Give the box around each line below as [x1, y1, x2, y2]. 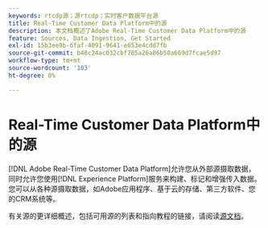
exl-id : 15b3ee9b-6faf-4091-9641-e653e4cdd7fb [8, 42, 167, 50]
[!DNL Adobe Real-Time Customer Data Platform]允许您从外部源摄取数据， [8, 164, 256, 173]
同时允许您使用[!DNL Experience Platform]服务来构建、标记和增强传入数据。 [8, 173, 262, 183]
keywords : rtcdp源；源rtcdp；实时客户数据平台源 [8, 11, 159, 20]
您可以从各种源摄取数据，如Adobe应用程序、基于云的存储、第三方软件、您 [8, 184, 256, 193]
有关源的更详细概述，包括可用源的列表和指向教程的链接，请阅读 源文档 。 [8, 210, 248, 221]
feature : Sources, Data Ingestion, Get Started [8, 34, 171, 43]
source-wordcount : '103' [8, 64, 92, 72]
